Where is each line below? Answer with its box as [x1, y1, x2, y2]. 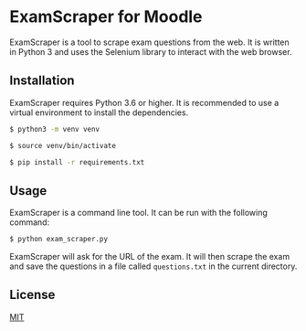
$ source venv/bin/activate [9, 141, 117, 150]
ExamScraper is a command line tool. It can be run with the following [9, 208, 268, 219]
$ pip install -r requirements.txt [9, 157, 145, 166]
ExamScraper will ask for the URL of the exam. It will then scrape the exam [9, 251, 290, 262]
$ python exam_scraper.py [9, 235, 108, 244]
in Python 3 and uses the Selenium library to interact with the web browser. [9, 46, 292, 57]
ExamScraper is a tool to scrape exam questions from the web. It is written [9, 37, 290, 48]
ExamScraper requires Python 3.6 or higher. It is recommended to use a [9, 97, 280, 108]
